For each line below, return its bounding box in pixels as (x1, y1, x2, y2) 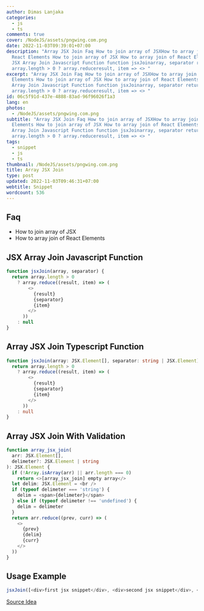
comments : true (6, 32, 45, 38)
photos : (6, 104, 26, 111)
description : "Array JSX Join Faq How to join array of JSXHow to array (6, 49, 194, 55)
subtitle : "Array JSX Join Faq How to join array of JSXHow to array (6, 116, 186, 122)
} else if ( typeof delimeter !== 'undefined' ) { (12, 498, 137, 504)
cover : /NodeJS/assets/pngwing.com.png (6, 37, 107, 43)
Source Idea (6, 598, 37, 606)
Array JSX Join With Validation (6, 431, 126, 441)
